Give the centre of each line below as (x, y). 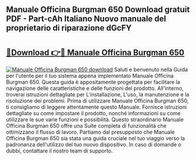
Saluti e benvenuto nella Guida (151, 69)
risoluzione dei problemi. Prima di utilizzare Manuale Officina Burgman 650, (97, 101)
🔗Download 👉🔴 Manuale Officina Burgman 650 (95, 52)
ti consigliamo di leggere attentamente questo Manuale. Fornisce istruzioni (97, 107)
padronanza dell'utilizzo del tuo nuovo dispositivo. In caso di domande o (94, 144)
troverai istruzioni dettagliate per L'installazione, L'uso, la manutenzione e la (98, 94)
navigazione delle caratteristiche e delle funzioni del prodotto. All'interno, (95, 88)
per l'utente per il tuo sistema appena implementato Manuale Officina (90, 76)
